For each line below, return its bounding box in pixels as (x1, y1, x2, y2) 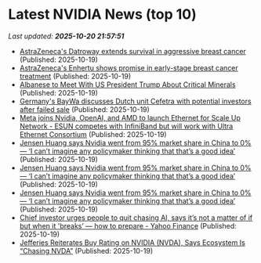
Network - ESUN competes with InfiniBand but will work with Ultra (19, 121, 234, 131)
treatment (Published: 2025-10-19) (19, 71, 132, 81)
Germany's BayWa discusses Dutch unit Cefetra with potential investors (19, 96, 252, 106)
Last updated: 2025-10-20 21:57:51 (8, 31, 125, 41)
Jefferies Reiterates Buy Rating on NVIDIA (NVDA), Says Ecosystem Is (19, 237, 245, 247)
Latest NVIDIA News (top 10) (8, 5, 198, 23)
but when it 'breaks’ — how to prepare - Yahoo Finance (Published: (19, 221, 237, 230)
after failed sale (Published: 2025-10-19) (19, 104, 150, 114)
